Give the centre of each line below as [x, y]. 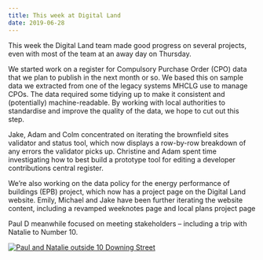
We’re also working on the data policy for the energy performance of [119, 183]
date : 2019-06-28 [37, 23]
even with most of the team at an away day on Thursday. [100, 54]
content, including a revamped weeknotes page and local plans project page [132, 208]
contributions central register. [56, 168]
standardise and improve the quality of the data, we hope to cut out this [124, 110]
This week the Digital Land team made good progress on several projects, [128, 45]
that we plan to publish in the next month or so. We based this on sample [126, 77]
